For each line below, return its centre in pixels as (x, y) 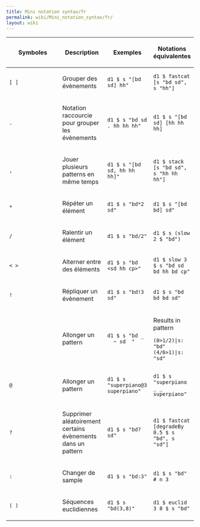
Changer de (79, 473)
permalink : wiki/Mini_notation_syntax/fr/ (60, 17)
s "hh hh (165, 174)
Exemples (127, 52)
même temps (81, 182)
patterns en (78, 175)
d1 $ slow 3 (170, 260)
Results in (167, 321)
